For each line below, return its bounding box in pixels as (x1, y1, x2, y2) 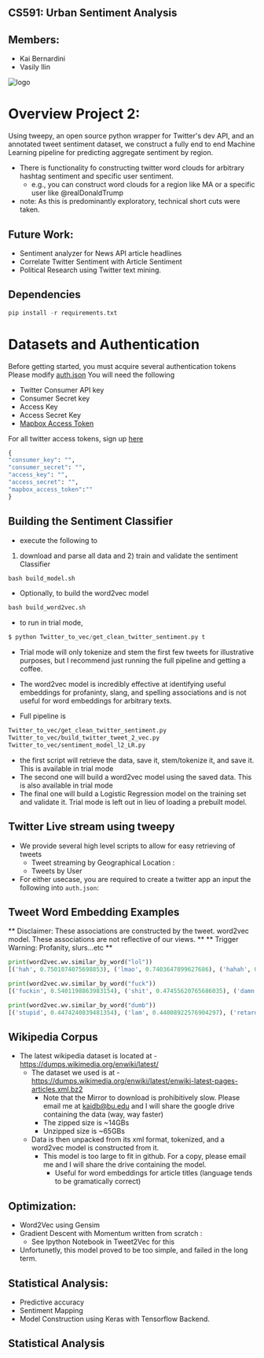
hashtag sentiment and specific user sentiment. (19, 172, 174, 181)
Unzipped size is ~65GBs (42, 1127, 126, 1136)
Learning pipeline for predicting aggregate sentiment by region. (8, 148, 214, 157)
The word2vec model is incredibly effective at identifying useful (19, 680, 226, 689)
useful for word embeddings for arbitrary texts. (19, 696, 172, 706)
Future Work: (8, 227, 74, 241)
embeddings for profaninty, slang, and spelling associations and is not (19, 688, 247, 697)
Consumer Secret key (19, 393, 90, 403)
